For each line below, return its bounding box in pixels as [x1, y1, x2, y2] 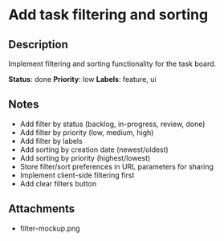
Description [8, 38, 68, 51]
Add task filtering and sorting [8, 6, 209, 24]
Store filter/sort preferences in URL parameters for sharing [19, 161, 214, 171]
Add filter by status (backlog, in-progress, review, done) [19, 119, 206, 129]
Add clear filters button [19, 178, 97, 188]
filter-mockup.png [19, 223, 80, 233]
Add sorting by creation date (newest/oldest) [19, 145, 169, 154]
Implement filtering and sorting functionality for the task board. [8, 59, 217, 68]
